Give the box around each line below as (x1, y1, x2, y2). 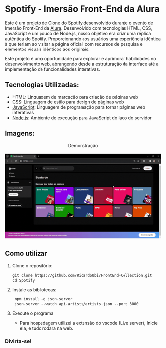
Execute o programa (12, 310, 54, 316)
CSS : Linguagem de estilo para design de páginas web (12, 99, 124, 105)
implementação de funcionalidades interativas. (5, 66, 100, 72)
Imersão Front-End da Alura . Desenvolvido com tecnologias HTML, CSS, (5, 25, 152, 31)
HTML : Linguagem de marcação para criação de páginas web (12, 94, 138, 99)
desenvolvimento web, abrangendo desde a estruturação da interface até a (5, 61, 159, 67)
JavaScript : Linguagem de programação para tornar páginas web (12, 104, 146, 110)
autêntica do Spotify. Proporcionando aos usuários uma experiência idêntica (5, 36, 161, 42)
